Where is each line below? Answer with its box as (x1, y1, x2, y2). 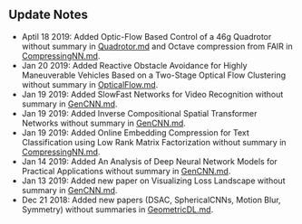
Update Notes (8, 7, 88, 23)
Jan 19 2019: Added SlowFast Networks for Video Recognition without (21, 89, 284, 99)
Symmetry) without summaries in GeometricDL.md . (21, 203, 214, 215)
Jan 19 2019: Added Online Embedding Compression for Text (21, 126, 250, 138)
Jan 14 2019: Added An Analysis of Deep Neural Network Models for (21, 155, 278, 166)
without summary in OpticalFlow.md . (21, 79, 159, 89)
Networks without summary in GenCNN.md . (21, 117, 187, 128)
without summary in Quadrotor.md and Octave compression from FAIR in (21, 41, 293, 51)
